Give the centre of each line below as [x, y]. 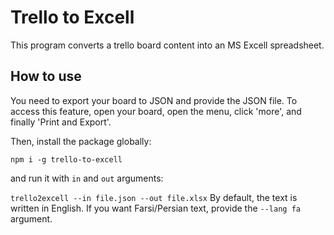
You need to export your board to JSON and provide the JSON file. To [154, 100]
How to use [46, 76]
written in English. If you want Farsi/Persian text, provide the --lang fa [155, 208]
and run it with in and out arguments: [87, 178]
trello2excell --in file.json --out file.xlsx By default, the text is [154, 197]
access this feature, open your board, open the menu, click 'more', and [156, 111]
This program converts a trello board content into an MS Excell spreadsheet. [167, 45]
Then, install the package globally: [81, 141]
